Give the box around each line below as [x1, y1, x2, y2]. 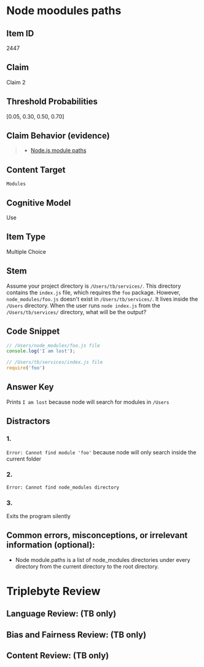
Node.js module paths [30, 147, 87, 154]
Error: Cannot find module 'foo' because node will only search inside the [6, 448, 197, 456]
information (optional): [6, 540, 95, 550]
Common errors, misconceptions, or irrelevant [6, 530, 188, 541]
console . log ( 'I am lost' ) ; [6, 348, 76, 354]
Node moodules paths [6, 4, 122, 18]
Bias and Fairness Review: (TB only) [6, 630, 146, 640]
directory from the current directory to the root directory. [15, 562, 159, 570]
